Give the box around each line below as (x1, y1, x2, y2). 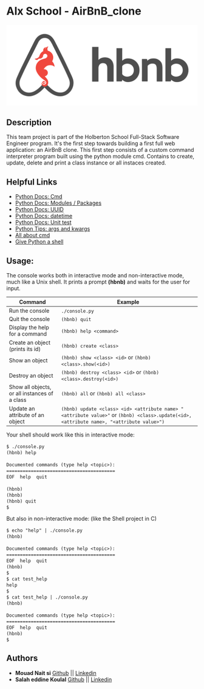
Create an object (8, 339, 50, 346)
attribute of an (8, 411, 44, 418)
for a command (8, 330, 47, 338)
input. (6, 285, 21, 292)
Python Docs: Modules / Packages (15, 199, 102, 207)
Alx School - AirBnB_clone (6, 4, 141, 18)
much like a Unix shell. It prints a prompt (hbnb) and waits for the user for (6, 278, 190, 285)
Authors (6, 653, 38, 664)
